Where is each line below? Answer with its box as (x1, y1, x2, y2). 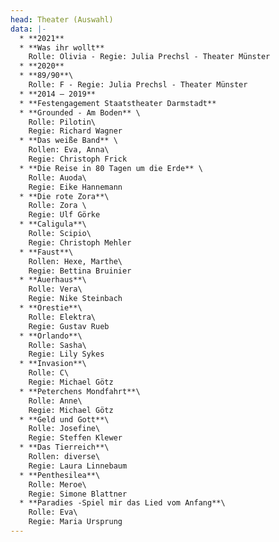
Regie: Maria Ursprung (28, 517, 123, 527)
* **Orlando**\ (19, 331, 83, 341)
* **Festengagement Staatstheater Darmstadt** (19, 98, 217, 108)
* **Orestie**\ (19, 303, 83, 313)
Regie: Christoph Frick (28, 154, 128, 164)
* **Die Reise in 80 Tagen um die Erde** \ (19, 163, 203, 173)
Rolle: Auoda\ (28, 172, 87, 183)
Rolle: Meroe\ (28, 479, 87, 490)
